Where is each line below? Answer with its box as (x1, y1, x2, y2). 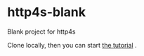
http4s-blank (7, 4, 86, 20)
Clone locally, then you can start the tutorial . (7, 41, 137, 49)
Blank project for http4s (7, 27, 76, 36)
